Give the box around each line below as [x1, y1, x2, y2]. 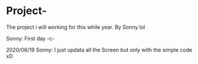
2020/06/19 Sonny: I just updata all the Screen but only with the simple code [6, 46, 193, 53]
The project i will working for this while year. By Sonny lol [6, 23, 145, 31]
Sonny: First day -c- [6, 35, 55, 42]
